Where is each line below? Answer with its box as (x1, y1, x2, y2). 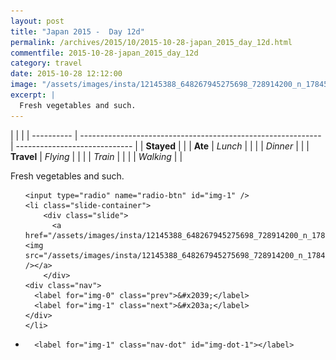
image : (10, 80, 38, 90)
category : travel (10, 58, 83, 69)
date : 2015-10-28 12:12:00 (10, 69, 123, 79)
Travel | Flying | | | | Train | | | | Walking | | (10, 150, 183, 162)
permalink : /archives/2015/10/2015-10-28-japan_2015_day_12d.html (10, 37, 293, 47)
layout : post (10, 16, 65, 26)
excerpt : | (10, 90, 56, 100)
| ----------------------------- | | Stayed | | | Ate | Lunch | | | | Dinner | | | (10, 140, 310, 152)
